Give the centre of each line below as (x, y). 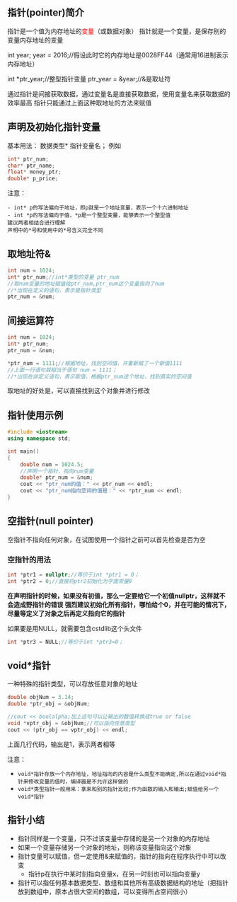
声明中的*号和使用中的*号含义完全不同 (56, 231)
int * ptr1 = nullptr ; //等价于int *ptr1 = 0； (74, 575)
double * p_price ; (33, 179)
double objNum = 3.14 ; (41, 698)
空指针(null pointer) (51, 521)
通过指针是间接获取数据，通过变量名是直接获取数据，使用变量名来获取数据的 (119, 93)
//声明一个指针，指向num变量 (57, 471)
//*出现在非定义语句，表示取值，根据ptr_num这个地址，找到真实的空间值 (100, 376)
